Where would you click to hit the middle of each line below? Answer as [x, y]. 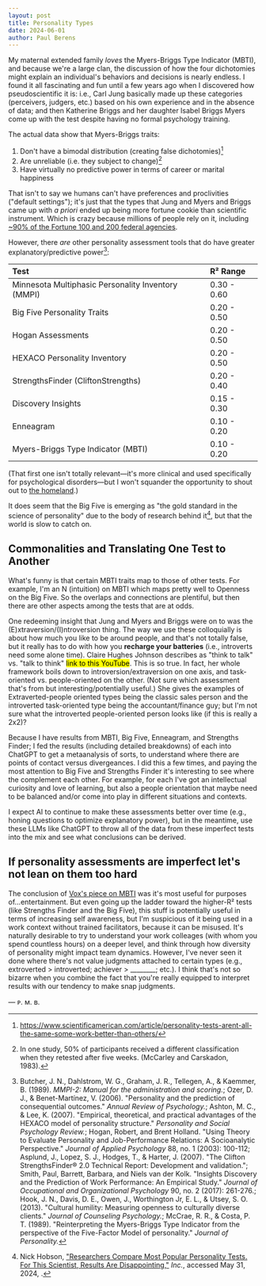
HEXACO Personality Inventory [69, 358]
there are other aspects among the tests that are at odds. [101, 605]
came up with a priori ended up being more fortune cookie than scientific [127, 210]
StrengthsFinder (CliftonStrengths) [76, 381]
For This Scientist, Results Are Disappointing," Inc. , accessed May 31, [132, 1265]
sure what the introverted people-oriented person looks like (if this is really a [133, 713]
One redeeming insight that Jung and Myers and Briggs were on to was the [131, 621]
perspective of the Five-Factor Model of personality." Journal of [124, 1232]
